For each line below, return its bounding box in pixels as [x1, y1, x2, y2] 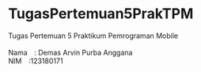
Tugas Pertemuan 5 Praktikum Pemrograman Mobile [8, 31, 179, 40]
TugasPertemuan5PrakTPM [8, 5, 194, 23]
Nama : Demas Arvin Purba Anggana [8, 47, 133, 57]
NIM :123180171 [8, 56, 63, 66]
